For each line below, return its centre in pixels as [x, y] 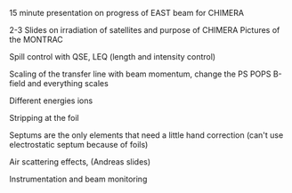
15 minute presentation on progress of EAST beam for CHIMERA [127, 13]
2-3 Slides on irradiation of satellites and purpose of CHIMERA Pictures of [145, 30]
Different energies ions [51, 101]
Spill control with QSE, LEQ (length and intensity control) [113, 56]
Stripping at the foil [44, 118]
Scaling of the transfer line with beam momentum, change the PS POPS [140, 74]
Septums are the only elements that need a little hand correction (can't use [146, 135]
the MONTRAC [36, 40]
